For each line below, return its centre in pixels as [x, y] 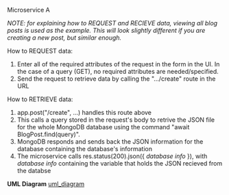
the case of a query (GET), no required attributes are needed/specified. [118, 71]
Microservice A [28, 10]
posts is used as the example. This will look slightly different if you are [106, 30]
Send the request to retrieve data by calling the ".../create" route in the [116, 79]
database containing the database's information [85, 149]
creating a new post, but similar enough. [64, 38]
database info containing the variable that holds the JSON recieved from [120, 163]
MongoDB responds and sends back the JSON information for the [110, 142]
